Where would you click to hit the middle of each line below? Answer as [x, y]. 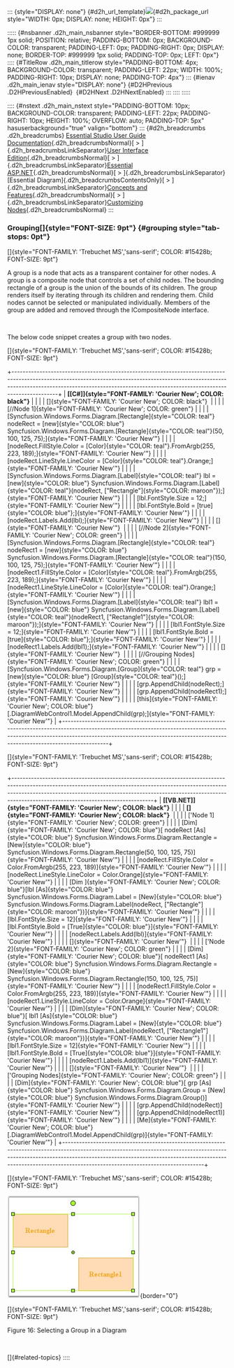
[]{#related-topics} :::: [39, 1358]
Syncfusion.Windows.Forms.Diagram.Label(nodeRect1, [86, 1031]
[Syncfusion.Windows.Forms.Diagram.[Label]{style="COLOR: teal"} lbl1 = [113, 602]
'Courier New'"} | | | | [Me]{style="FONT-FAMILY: [145, 1120]
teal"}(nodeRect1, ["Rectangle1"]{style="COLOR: [124, 617]
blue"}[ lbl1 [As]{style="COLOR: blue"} [63, 1016]
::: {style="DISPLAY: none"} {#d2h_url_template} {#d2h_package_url [108, 12]
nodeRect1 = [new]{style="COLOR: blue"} [67, 550]
